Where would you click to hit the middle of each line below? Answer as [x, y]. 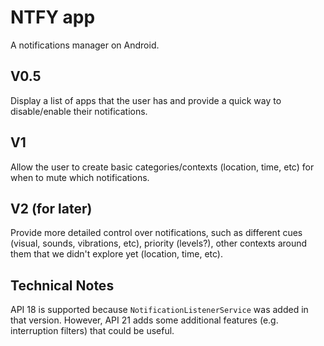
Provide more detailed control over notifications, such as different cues [156, 233]
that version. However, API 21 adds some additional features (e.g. [144, 320]
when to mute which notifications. [80, 177]
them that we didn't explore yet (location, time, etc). [116, 254]
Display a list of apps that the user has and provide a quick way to [146, 100]
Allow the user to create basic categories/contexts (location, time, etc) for [162, 167]
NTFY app [53, 17]
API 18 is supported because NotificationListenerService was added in [159, 310]
